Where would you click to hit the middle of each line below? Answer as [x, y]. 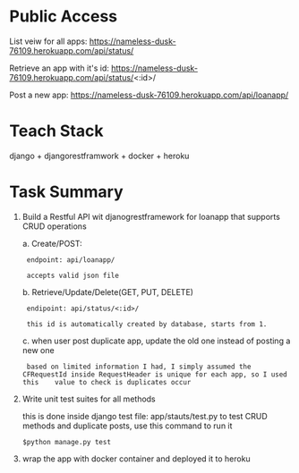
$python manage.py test [67, 442]
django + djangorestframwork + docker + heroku [99, 156]
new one [38, 350]
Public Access [64, 17]
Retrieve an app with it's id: [60, 68]
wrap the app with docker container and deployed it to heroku [136, 459]
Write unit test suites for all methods [89, 399]
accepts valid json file [73, 275]
